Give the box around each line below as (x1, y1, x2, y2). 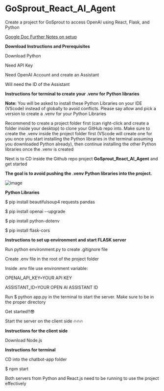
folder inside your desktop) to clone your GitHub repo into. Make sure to (5, 125, 150, 131)
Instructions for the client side (5, 328, 68, 334)
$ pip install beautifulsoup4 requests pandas (5, 199, 95, 205)
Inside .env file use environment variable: (5, 265, 88, 271)
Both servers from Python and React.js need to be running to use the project (5, 375, 159, 381)
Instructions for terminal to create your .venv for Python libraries (5, 91, 140, 97)
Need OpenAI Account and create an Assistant (5, 72, 99, 77)
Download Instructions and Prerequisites (5, 43, 91, 49)
